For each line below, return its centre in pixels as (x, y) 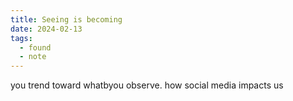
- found (35, 47)
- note (33, 57)
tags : (21, 38)
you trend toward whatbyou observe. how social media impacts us (147, 85)
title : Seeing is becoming (66, 19)
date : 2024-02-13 (46, 29)
